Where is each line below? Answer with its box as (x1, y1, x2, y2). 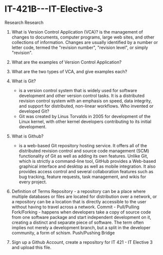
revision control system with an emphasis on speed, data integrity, (18, 98, 152, 103)
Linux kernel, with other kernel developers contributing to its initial (18, 118, 152, 124)
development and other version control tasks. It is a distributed (18, 93, 145, 98)
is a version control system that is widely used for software (18, 87, 137, 93)
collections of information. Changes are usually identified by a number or (11, 39, 158, 45)
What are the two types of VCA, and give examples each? (11, 68, 127, 74)
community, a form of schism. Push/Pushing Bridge (11, 230, 115, 235)
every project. (18, 179, 47, 185)
